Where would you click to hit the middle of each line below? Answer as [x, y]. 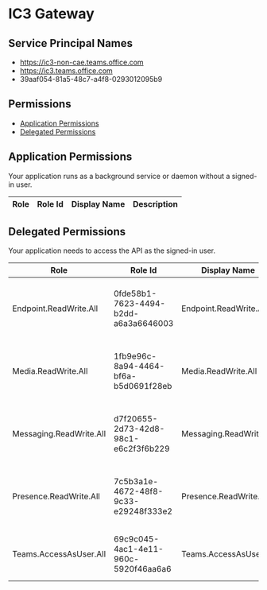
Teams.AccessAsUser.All [59, 554]
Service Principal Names [71, 43]
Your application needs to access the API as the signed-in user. [112, 250]
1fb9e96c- [135, 356]
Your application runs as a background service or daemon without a [119, 176]
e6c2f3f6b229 [142, 448]
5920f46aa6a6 [143, 569]
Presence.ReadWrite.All [56, 496]
